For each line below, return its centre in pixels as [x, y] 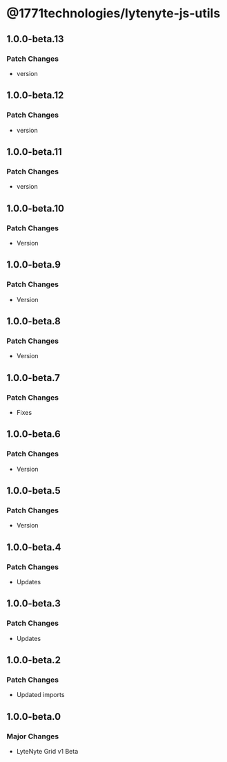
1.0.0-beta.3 [34, 604]
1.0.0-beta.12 [35, 95]
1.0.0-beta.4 [34, 547]
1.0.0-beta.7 [33, 378]
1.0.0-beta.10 [36, 208]
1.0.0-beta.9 [34, 265]
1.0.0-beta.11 [34, 152]
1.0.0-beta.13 [35, 39]
